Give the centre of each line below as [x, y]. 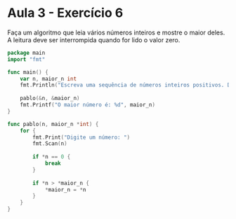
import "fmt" [26, 59]
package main [26, 53]
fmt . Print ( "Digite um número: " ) [81, 137]
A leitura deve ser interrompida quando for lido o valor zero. [94, 39]
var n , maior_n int [48, 79]
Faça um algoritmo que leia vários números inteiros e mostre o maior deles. [116, 32]
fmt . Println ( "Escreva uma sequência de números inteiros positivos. [122, 85]
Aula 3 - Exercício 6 [65, 13]
